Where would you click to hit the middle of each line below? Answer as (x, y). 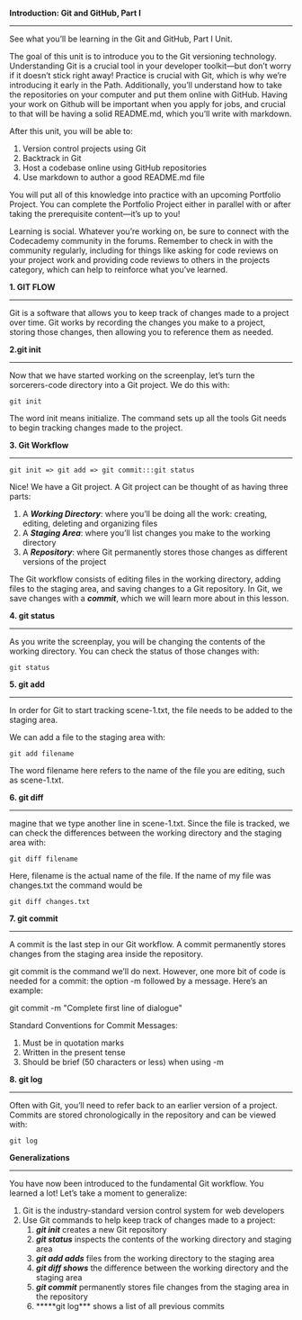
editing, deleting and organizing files (90, 523)
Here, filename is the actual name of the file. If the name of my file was (140, 876)
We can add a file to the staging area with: (88, 737)
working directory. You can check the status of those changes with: (134, 651)
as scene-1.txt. (37, 780)
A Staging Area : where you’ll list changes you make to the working (147, 533)
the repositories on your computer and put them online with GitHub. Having (148, 95)
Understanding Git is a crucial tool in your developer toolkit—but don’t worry (151, 66)
